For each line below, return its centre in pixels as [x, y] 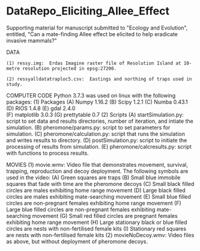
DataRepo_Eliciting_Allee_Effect [88, 11]
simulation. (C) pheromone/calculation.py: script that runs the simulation [95, 134]
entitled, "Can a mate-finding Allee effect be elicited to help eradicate [92, 34]
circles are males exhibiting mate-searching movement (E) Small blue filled [98, 196]
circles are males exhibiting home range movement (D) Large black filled [96, 190]
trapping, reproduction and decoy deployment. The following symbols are [97, 171]
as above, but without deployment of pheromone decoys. [77, 241]
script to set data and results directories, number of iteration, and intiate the [100, 121]
